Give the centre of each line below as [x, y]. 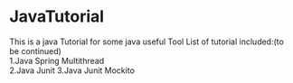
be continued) [35, 51]
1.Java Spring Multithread [57, 60]
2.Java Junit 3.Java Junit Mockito [72, 70]
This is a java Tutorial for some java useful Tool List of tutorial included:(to [147, 41]
